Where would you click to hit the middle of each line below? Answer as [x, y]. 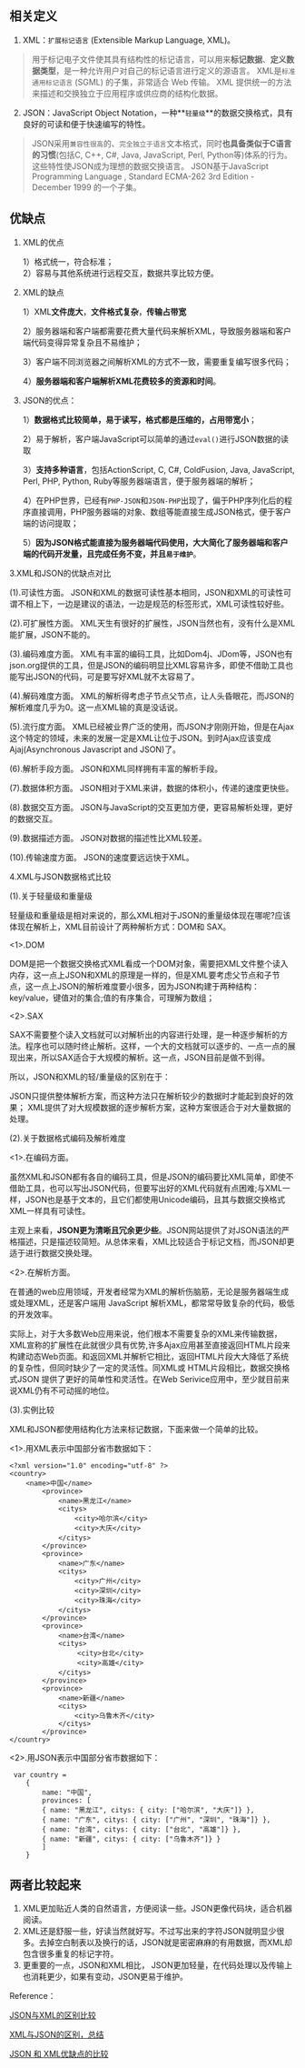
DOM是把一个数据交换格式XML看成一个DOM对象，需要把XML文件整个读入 [149, 963]
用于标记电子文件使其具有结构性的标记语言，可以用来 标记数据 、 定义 [159, 59]
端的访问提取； [50, 523]
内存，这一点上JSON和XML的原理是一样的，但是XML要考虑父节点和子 [141, 975]
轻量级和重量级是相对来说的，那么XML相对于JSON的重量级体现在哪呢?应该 [150, 915]
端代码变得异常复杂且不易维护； [82, 342]
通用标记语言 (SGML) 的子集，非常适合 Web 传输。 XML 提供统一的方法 [162, 82]
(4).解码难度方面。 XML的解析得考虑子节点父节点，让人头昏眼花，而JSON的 [152, 696]
